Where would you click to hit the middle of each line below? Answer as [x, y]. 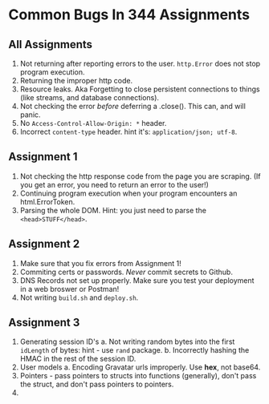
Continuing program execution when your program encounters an [128, 193]
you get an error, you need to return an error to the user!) [114, 184]
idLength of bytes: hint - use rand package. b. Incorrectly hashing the [134, 350]
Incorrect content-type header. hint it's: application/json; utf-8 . [128, 131]
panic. [31, 115]
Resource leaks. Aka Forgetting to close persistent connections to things [140, 89]
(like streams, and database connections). [89, 97]
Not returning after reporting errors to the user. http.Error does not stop [140, 63]
